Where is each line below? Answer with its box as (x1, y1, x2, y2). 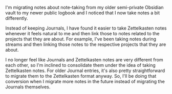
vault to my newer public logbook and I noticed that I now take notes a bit (5, 10, 160, 16)
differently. (5, 15, 28, 21)
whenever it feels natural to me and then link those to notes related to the (5, 31, 160, 36)
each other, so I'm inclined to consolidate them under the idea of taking (5, 62, 156, 68)
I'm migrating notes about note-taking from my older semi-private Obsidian (5, 5, 164, 10)
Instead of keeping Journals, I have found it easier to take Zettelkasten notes (5, 25, 167, 31)
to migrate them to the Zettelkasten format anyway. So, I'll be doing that (5, 73, 157, 79)
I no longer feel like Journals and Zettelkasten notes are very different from (5, 57, 163, 63)
